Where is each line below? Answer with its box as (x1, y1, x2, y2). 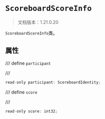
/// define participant (5, 60, 51, 66)
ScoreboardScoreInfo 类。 (5, 29, 58, 36)
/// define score (5, 89, 38, 95)
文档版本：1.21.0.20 (17, 19, 59, 25)
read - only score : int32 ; (5, 108, 58, 114)
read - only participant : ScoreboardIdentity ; (5, 80, 101, 85)
